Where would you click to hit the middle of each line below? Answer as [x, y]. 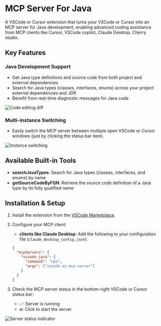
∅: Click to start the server [45, 309]
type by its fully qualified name [43, 188]
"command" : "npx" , [44, 262]
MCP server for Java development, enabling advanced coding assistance [78, 27]
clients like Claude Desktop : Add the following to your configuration [88, 234]
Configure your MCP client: [39, 224]
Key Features [25, 53]
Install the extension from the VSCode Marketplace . [64, 215]
